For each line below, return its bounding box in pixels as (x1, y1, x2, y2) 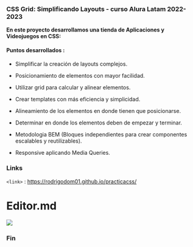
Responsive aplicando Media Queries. (15, 149, 111, 156)
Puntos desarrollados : (6, 46, 65, 53)
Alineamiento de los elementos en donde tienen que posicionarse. (15, 107, 181, 114)
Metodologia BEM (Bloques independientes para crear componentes (15, 130, 188, 138)
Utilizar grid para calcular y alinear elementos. (15, 84, 131, 91)
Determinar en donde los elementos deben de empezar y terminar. (15, 119, 183, 126)
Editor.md (6, 199, 57, 212)
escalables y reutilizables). (15, 137, 82, 144)
